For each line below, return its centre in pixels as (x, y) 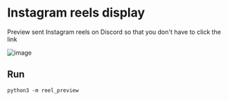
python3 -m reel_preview (43, 90)
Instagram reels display (76, 13)
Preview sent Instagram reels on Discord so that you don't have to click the (114, 32)
